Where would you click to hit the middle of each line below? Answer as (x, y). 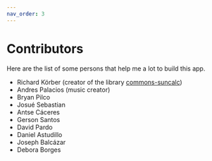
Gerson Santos (38, 119)
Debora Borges (39, 150)
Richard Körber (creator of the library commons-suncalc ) (99, 82)
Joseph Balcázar (41, 142)
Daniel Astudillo (39, 134)
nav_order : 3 (26, 14)
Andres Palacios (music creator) (63, 90)
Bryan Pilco (33, 97)
